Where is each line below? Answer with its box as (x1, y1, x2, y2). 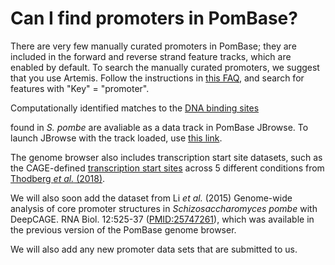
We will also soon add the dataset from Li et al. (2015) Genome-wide (10, 192, 293, 204)
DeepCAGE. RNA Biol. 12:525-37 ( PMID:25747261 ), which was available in (10, 213, 315, 225)
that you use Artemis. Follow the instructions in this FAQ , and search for (10, 72, 305, 84)
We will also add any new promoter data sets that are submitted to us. (10, 243, 298, 255)
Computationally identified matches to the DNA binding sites (10, 102, 260, 114)
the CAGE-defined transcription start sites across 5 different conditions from (10, 162, 325, 174)
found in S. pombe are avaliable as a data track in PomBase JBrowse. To (10, 121, 309, 133)
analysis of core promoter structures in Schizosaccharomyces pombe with (10, 202, 318, 214)
